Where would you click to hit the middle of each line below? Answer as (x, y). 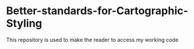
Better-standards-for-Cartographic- (97, 11)
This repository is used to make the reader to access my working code (93, 40)
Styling (24, 23)
